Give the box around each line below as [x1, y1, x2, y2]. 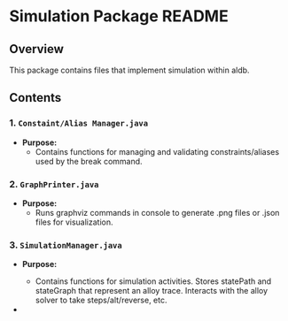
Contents [9, 90, 62, 105]
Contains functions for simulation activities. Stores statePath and [35, 276, 272, 287]
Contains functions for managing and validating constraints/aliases [35, 146, 280, 157]
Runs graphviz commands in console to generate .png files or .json [35, 207, 280, 218]
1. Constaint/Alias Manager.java [9, 117, 149, 129]
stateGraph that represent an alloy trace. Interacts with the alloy [35, 286, 269, 296]
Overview [9, 42, 65, 57]
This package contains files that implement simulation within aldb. [9, 65, 250, 75]
